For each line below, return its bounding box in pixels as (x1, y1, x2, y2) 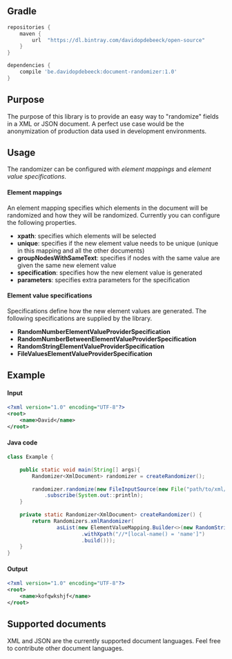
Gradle (7, 6, 37, 17)
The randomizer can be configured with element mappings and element (7, 165, 212, 173)
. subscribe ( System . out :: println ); (43, 492, 144, 499)
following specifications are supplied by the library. (7, 314, 153, 322)
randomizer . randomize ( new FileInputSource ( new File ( (32, 486, 187, 493)
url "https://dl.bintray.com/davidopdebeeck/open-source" (32, 37, 206, 43)
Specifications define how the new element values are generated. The (7, 306, 207, 315)
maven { (19, 30, 41, 37)
